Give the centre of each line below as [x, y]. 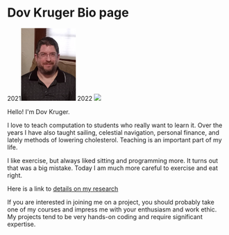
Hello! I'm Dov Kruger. [39, 111]
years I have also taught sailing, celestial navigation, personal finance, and [113, 132]
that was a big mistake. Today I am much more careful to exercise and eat [113, 168]
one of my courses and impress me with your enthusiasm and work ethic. [112, 209]
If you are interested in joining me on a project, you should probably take [111, 202]
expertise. [22, 224]
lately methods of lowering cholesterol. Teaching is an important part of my [114, 140]
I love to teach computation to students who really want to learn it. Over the [115, 125]
